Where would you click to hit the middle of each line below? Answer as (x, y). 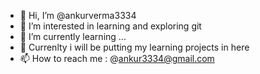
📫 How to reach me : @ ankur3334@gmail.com (117, 58)
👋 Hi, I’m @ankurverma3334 (78, 15)
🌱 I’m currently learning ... (73, 36)
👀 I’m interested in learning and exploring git (110, 26)
